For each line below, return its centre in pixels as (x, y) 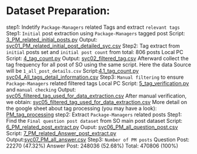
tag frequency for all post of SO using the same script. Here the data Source (99, 64)
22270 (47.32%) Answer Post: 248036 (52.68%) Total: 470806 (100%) (92, 146)
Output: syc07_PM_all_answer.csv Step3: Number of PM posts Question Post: (98, 139)
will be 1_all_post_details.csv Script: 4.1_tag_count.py (73, 71)
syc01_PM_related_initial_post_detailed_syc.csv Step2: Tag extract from (93, 46)
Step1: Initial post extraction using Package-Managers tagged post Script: (96, 33)
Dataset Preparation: (58, 11)
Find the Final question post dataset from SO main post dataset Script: (94, 120)
